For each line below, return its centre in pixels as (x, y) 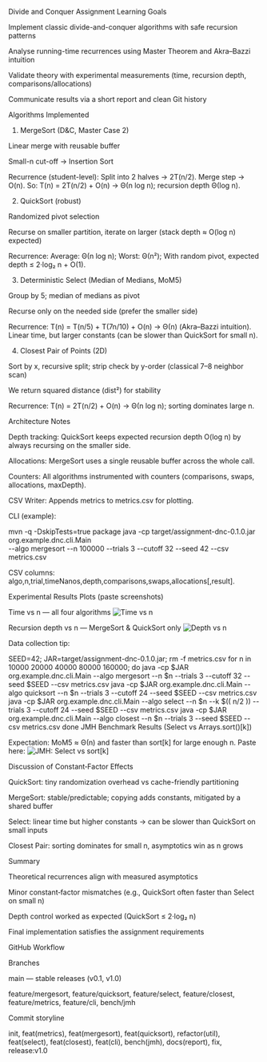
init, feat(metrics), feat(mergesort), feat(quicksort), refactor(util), (114, 1034)
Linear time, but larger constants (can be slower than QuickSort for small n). (133, 335)
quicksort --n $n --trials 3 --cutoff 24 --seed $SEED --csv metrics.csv (141, 693)
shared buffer (31, 806)
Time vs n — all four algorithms (60, 612)
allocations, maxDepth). (47, 485)
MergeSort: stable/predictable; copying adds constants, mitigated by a (125, 798)
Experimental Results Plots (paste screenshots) (86, 597)
